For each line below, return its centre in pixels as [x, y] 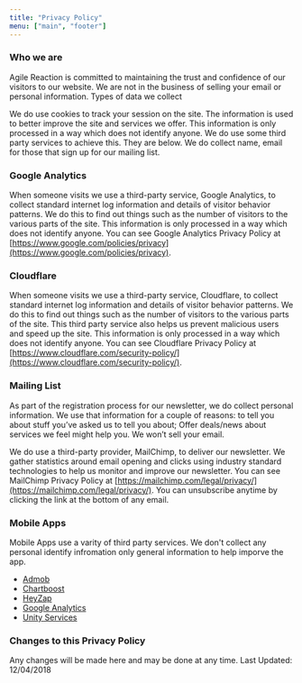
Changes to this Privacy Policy [78, 641]
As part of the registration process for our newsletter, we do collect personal [151, 405]
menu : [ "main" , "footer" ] [58, 26]
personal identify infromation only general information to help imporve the [146, 551]
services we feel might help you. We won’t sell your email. [117, 434]
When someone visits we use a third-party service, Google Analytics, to [143, 196]
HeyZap [37, 598]
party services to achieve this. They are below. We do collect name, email [146, 142]
